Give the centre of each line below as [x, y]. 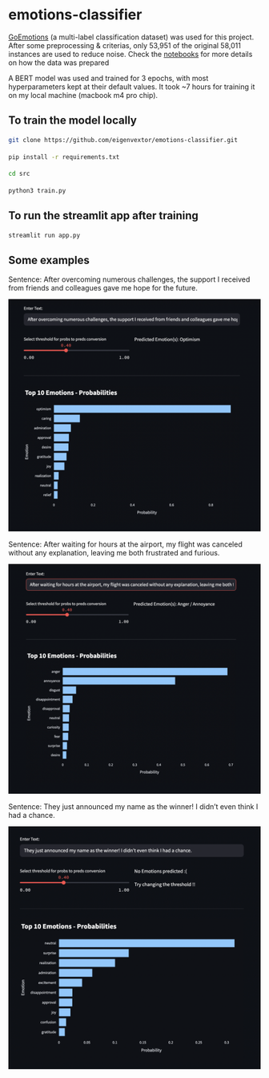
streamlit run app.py [44, 235]
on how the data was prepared [59, 63]
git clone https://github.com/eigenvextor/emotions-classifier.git [123, 140]
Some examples [49, 260]
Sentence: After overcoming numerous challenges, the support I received [129, 279]
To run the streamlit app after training [103, 216]
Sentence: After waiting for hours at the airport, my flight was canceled [125, 544]
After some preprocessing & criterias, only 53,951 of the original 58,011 [125, 45]
